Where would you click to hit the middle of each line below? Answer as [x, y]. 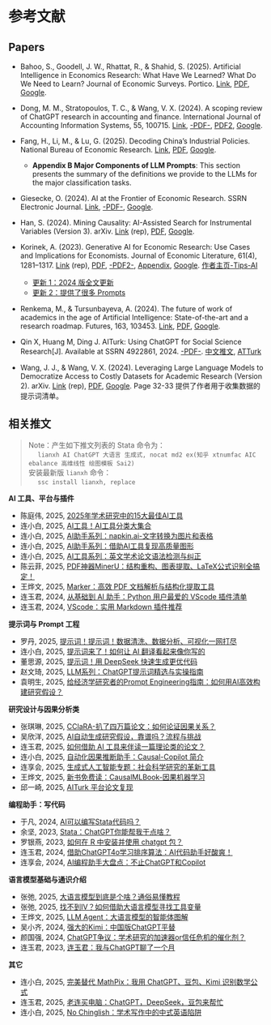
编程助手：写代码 [37, 804]
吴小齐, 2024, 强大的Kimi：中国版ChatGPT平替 [98, 927]
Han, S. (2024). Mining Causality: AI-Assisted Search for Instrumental [136, 223]
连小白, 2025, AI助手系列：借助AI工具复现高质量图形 [107, 546]
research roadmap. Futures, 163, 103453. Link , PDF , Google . [120, 326]
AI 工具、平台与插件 [41, 498]
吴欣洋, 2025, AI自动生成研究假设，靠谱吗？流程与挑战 [110, 736]
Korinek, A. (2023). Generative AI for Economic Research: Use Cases [135, 247]
